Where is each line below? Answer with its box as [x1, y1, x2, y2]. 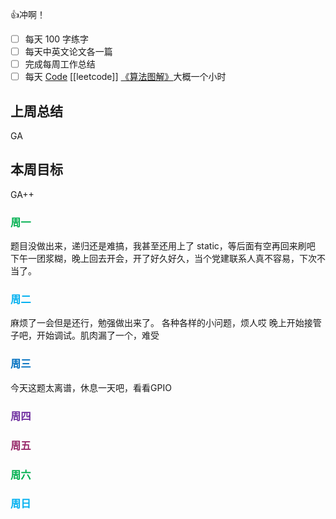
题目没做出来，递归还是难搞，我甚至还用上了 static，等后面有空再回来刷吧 [10, 240, 316, 252]
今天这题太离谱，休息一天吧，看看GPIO [10, 381, 172, 393]
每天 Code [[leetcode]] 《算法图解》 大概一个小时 [24, 71, 227, 83]
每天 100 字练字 [24, 33, 90, 45]
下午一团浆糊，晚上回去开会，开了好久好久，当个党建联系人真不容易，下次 [10, 253, 317, 265]
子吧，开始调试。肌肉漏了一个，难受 [10, 329, 160, 342]
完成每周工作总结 [24, 58, 96, 70]
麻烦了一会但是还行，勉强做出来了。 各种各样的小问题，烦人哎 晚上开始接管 [10, 317, 322, 329]
